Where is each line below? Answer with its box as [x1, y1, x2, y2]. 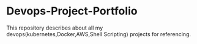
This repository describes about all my [6, 24, 103, 31]
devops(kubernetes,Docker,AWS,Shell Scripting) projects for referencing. [6, 30, 191, 37]
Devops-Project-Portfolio [6, 4, 138, 18]
